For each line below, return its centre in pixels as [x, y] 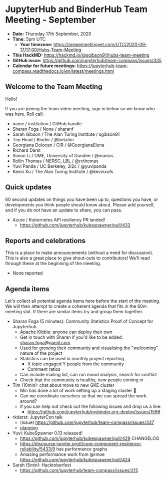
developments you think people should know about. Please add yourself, [80, 204]
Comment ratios [44, 369]
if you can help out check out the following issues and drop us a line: [90, 406]
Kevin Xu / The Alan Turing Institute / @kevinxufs [63, 171]
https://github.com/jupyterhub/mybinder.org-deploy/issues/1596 [94, 412]
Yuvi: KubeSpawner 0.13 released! [47, 433]
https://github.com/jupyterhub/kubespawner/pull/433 [75, 225]
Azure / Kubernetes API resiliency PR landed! [59, 219]
